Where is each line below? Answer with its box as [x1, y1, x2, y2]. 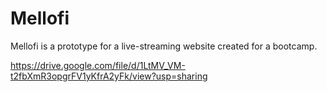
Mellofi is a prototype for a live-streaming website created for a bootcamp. [10, 40, 318, 52]
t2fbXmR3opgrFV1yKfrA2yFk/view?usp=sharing [10, 70, 208, 82]
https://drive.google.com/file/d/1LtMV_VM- [10, 59, 186, 71]
